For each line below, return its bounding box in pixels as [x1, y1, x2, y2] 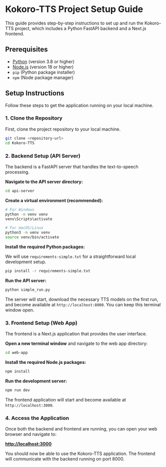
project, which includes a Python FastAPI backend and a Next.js [14, 25, 146, 31]
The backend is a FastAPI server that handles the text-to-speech [5, 164, 138, 170]
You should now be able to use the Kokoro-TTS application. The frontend [5, 450, 156, 456]
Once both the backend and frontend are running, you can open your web [5, 426, 157, 431]
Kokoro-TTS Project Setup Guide [5, 4, 143, 15]
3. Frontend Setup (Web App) [5, 319, 77, 326]
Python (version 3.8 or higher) [12, 59, 75, 65]
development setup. [5, 259, 46, 265]
